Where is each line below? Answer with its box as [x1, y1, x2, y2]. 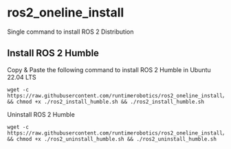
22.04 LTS [7, 73, 36, 81]
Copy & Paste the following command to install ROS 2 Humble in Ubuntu [7, 65, 211, 73]
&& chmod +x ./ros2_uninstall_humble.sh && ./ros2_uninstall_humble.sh [7, 135, 217, 142]
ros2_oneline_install [7, 5, 124, 21]
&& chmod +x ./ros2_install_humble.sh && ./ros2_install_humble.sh [7, 98, 205, 105]
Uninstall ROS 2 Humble [7, 110, 76, 118]
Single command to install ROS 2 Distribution [7, 27, 134, 36]
